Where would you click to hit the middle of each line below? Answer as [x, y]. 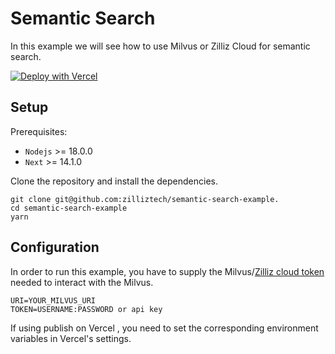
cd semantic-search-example [69, 208]
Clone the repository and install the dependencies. [114, 181]
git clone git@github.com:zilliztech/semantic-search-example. [145, 199]
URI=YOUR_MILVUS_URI [53, 300]
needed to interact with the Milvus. [82, 282]
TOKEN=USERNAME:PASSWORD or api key [86, 309]
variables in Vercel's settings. [71, 338]
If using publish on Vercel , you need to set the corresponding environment [164, 328]
